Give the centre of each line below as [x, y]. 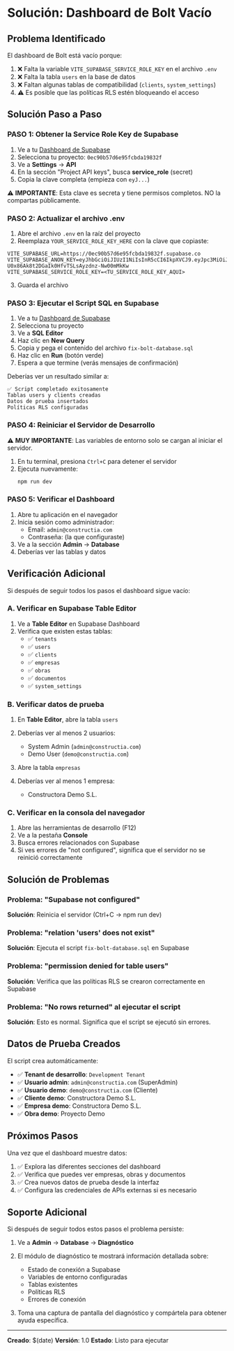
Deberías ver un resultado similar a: [58, 377]
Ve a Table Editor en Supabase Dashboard [79, 624]
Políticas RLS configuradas [48, 408]
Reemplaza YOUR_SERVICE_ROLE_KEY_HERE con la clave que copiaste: [113, 241]
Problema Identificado [56, 39]
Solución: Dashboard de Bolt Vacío [110, 13]
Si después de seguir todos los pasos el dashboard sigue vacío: [99, 590]
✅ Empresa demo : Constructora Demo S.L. [79, 1106]
